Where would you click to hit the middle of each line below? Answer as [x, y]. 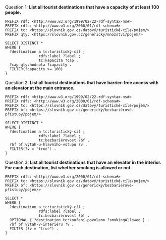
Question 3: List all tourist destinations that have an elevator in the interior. [83, 162]
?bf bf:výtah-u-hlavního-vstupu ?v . [49, 144]
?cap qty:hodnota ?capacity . [41, 65]
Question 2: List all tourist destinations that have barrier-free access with [82, 83]
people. [13, 12]
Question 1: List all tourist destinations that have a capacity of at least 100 [82, 7]
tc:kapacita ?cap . [58, 60]
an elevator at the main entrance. [40, 88]
